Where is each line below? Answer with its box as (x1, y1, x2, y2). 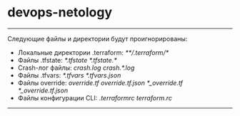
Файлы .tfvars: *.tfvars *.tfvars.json (17, 70, 121, 79)
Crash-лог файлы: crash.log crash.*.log (17, 63, 135, 72)
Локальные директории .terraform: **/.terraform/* (17, 48, 169, 57)
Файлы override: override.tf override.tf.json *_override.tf (17, 78, 184, 87)
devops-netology (7, 4, 113, 21)
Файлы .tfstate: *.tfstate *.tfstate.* (17, 56, 117, 64)
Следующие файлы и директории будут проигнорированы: (7, 34, 188, 43)
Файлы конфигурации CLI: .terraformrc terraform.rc (17, 93, 173, 102)
